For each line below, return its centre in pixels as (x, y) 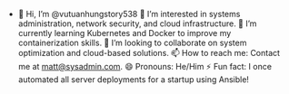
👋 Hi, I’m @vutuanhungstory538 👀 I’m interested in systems (129, 14)
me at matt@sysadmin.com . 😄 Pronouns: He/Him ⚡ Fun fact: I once (145, 66)
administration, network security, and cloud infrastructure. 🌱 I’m (137, 23)
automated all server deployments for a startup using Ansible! (134, 80)
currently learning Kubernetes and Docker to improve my (125, 33)
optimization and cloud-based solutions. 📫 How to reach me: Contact (149, 53)
